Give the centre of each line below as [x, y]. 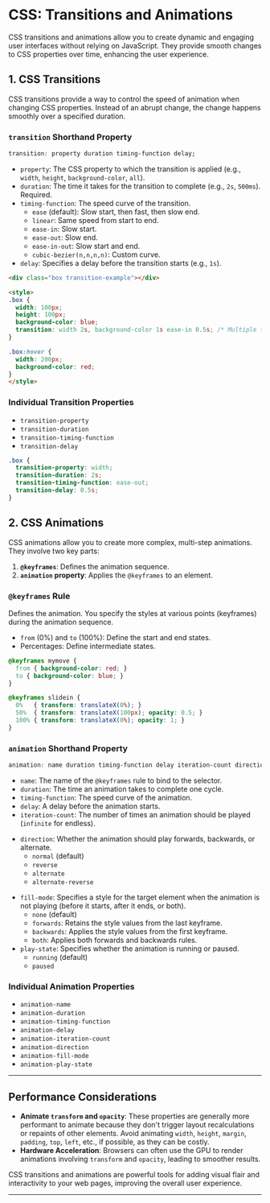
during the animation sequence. [61, 622]
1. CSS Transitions [55, 79]
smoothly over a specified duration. [67, 116]
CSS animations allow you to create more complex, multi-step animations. [131, 542]
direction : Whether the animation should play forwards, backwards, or [137, 839]
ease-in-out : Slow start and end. [86, 246]
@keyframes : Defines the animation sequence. [95, 566]
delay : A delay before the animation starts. [90, 806]
